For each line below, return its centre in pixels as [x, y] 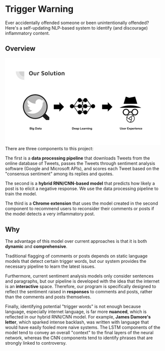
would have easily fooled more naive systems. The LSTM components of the [83, 327]
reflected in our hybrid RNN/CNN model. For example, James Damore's [78, 317]
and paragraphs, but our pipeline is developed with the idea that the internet [82, 281]
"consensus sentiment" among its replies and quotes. [59, 174]
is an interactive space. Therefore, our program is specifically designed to [81, 287]
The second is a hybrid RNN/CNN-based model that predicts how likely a [80, 184]
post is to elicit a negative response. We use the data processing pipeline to [82, 189]
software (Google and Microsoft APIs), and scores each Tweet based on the [82, 169]
